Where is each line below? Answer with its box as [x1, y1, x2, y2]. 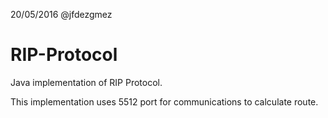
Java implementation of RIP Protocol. [10, 76, 163, 88]
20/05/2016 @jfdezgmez [10, 9, 113, 20]
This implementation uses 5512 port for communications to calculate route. [10, 95, 319, 108]
